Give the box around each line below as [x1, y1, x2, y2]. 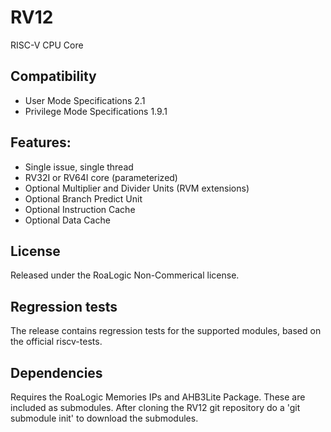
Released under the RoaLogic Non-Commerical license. [10, 269, 240, 281]
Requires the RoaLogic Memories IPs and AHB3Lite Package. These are [10, 391, 306, 403]
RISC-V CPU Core [10, 39, 84, 51]
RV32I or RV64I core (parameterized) [24, 171, 178, 183]
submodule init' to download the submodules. [10, 412, 199, 424]
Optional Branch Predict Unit [24, 192, 143, 205]
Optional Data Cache [24, 214, 111, 226]
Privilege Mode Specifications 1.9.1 [24, 105, 168, 117]
